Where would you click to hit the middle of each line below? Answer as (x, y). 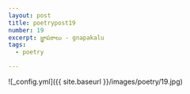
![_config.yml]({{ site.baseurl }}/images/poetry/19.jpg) (96, 81)
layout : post (30, 15)
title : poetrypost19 (42, 23)
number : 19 (26, 30)
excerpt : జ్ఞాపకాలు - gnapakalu (56, 38)
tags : (17, 45)
